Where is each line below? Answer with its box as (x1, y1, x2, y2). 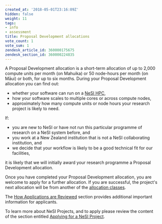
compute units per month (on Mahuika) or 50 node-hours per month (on (5, 71, 148, 77)
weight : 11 (5, 16, 27, 21)
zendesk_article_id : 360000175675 (5, 48, 75, 52)
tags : (5, 20, 16, 26)
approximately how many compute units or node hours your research (12, 100, 150, 107)
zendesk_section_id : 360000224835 (5, 52, 75, 57)
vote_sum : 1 (5, 43, 29, 48)
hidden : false (5, 12, 34, 16)
